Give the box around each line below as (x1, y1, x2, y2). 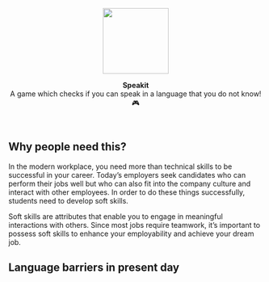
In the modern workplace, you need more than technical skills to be (8, 162, 233, 171)
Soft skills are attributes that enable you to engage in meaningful (8, 211, 224, 221)
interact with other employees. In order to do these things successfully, (8, 187, 246, 197)
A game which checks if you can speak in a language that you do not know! (10, 89, 262, 99)
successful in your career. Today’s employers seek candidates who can (8, 170, 246, 179)
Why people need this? (8, 140, 127, 154)
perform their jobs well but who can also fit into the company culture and (8, 179, 251, 188)
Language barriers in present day (8, 261, 180, 275)
